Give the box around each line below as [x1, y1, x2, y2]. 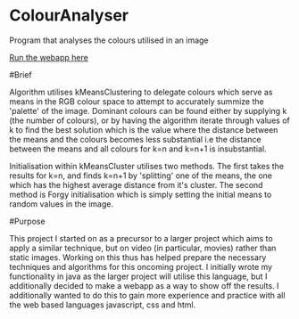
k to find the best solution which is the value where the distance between [9, 124, 278, 135]
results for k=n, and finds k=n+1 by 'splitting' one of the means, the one [9, 170, 272, 181]
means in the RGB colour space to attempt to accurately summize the [9, 95, 265, 107]
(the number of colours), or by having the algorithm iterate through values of [9, 115, 290, 126]
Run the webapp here [9, 52, 89, 62]
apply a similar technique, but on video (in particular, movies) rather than [9, 242, 277, 253]
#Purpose [9, 216, 46, 226]
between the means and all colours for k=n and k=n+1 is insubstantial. [9, 143, 267, 154]
